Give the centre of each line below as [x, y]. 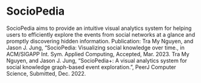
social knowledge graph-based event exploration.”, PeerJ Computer [91, 67]
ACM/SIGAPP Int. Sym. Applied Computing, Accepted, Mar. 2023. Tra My [98, 54]
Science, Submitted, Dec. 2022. [46, 73]
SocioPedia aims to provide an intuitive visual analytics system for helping [99, 28]
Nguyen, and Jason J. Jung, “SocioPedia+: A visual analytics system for [97, 60]
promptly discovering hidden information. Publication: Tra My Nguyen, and [100, 41]
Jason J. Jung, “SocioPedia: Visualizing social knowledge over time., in [95, 48]
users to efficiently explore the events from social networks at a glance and [101, 34]
